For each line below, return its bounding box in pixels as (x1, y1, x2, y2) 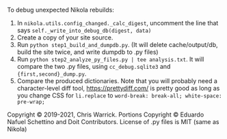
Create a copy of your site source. (16, 33, 113, 42)
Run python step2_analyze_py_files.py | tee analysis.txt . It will (16, 55, 204, 63)
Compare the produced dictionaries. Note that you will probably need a (16, 77, 217, 84)
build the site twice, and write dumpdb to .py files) (16, 48, 159, 56)
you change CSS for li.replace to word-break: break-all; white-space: (16, 91, 222, 99)
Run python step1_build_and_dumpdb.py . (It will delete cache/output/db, (16, 41, 218, 48)
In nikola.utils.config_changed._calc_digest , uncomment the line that (16, 19, 219, 27)
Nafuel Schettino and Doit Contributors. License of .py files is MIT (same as (7, 118, 219, 125)
